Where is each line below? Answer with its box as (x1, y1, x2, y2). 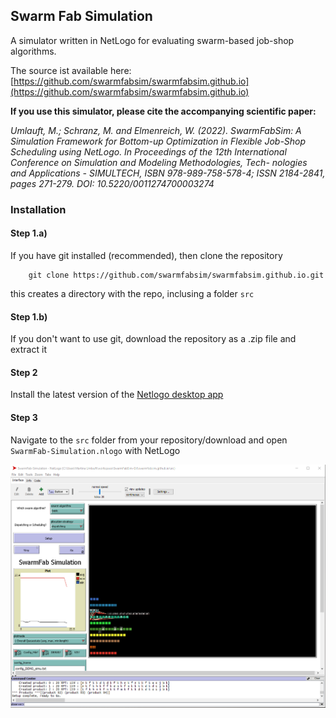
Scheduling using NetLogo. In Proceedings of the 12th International (10, 145, 287, 158)
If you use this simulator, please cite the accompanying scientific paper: (10, 105, 317, 117)
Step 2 (10, 366, 38, 378)
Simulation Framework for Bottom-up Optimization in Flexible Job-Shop (10, 135, 307, 147)
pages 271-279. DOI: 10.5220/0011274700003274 (10, 177, 215, 189)
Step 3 (10, 411, 38, 423)
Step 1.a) (10, 227, 48, 239)
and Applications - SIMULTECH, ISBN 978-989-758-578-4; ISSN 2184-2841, (10, 167, 326, 179)
